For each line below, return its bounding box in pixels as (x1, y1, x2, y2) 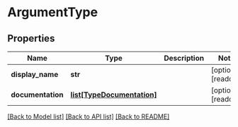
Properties (7, 32, 55, 44)
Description (164, 54, 204, 63)
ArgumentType (7, 4, 98, 20)
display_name (11, 70, 59, 79)
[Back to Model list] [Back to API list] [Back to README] (7, 112, 170, 121)
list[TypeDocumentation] (70, 90, 157, 99)
